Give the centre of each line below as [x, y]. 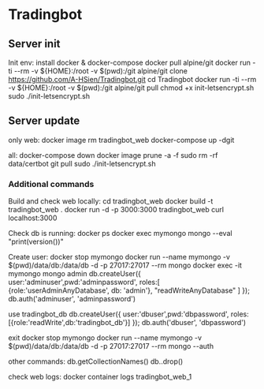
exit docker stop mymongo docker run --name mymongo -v [105, 338]
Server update [44, 121]
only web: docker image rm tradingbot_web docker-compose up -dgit [121, 140]
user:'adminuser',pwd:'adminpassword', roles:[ [84, 282]
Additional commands [51, 184]
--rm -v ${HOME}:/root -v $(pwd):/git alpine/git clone [100, 71]
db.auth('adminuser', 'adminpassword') [72, 299]
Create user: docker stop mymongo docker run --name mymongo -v [119, 257]
